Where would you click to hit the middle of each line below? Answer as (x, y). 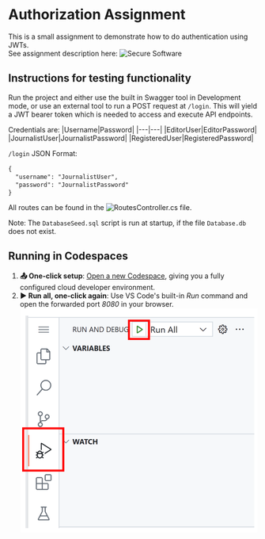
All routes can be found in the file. (100, 207)
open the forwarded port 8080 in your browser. (97, 304)
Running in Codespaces (68, 256)
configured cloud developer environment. (87, 287)
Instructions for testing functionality (100, 78)
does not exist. (32, 231)
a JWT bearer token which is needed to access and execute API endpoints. (131, 114)
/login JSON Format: (43, 153)
